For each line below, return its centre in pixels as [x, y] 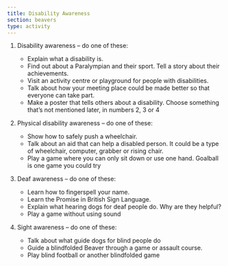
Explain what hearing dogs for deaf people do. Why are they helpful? [124, 207]
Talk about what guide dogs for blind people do [94, 241]
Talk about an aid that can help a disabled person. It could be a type [123, 144]
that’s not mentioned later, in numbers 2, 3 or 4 [93, 110]
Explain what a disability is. [65, 59]
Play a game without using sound [74, 214]
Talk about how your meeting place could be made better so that [118, 88]
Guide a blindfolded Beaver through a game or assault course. [115, 248]
